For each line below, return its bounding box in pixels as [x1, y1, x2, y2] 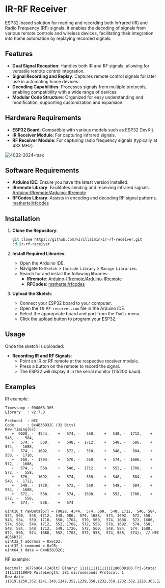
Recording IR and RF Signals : [12, 353, 72, 359]
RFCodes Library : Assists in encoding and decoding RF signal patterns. [12, 195, 157, 201]
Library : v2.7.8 [5, 410, 45, 415]
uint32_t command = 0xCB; [5, 543, 58, 548]
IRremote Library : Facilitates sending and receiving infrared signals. [12, 185, 150, 191]
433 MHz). [12, 142, 34, 148]
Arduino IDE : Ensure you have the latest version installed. [12, 179, 129, 185]
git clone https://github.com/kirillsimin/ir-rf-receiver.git [12, 237, 142, 242]
